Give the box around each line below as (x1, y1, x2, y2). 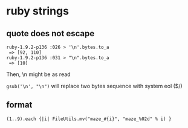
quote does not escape (6, 28, 95, 39)
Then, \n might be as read (6, 71, 71, 78)
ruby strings (6, 4, 70, 18)
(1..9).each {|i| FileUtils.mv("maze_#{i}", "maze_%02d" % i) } (6, 116, 172, 122)
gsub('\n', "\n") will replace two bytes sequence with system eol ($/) (6, 83, 183, 89)
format (6, 100, 33, 110)
